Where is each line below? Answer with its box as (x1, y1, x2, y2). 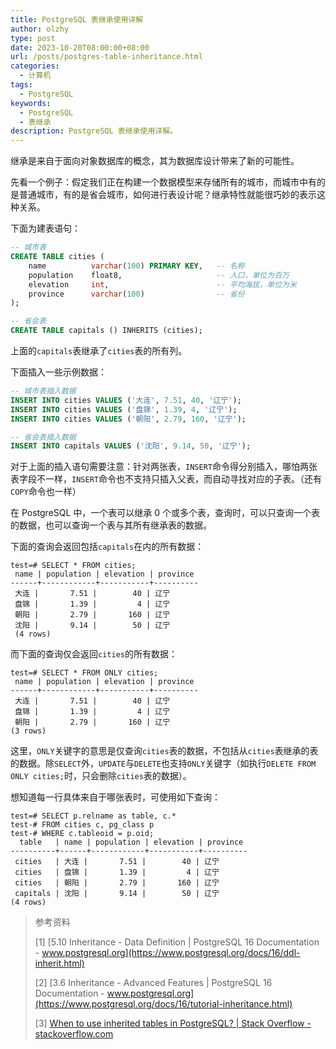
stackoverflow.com (34, 1028, 114, 1040)
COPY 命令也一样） (10, 486, 82, 498)
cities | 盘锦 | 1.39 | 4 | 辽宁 (14, 867, 220, 878)
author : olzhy (10, 24, 70, 34)
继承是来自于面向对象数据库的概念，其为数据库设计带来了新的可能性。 (10, 155, 300, 167)
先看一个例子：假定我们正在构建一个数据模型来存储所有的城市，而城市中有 (10, 176, 317, 188)
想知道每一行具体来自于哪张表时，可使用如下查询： (10, 791, 221, 803)
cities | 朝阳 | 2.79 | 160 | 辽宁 (14, 878, 220, 888)
